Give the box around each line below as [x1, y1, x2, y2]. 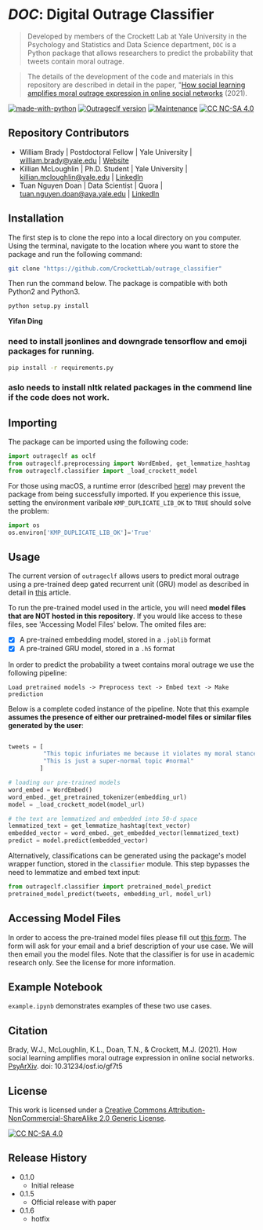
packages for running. [8, 346, 95, 357]
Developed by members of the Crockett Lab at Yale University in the [27, 31, 247, 41]
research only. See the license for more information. [8, 957, 176, 967]
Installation [8, 212, 64, 225]
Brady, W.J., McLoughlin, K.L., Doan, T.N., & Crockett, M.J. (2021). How [8, 1045, 237, 1054]
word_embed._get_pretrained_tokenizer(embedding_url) [8, 793, 188, 801]
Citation [8, 1023, 49, 1038]
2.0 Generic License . [99, 1114, 167, 1123]
